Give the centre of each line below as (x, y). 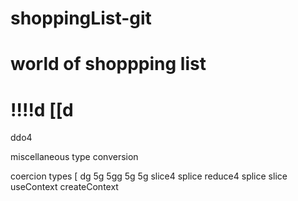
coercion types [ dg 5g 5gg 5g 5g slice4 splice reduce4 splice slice (149, 176)
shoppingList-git (81, 18)
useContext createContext (64, 187)
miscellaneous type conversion (74, 157)
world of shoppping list (108, 64)
